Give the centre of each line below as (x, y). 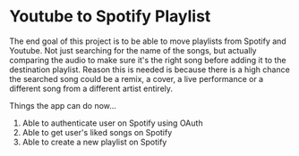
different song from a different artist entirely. (91, 88)
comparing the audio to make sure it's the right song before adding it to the (148, 60)
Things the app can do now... (63, 105)
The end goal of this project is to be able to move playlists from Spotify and (148, 41)
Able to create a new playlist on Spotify (94, 142)
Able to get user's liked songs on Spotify (97, 132)
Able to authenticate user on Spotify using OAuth (112, 123)
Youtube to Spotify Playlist (110, 16)
